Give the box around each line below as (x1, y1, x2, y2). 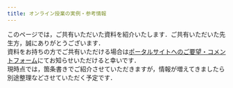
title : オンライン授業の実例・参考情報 (7, 10, 107, 17)
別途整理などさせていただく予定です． (7, 73, 116, 82)
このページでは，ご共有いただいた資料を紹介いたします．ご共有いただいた (7, 30, 220, 38)
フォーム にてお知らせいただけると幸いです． (12, 56, 140, 64)
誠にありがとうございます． (25, 39, 105, 47)
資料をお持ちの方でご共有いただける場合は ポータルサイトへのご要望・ (7, 47, 208, 55)
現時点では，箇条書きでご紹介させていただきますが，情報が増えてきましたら (7, 64, 225, 73)
